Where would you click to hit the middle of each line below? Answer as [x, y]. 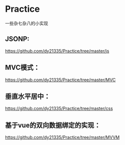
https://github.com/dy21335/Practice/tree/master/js [57, 51]
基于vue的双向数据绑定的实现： [53, 125]
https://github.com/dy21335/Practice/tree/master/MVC [61, 80]
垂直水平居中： [28, 96]
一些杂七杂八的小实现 [26, 23]
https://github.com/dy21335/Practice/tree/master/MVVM [62, 137]
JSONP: [17, 39]
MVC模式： [23, 68]
